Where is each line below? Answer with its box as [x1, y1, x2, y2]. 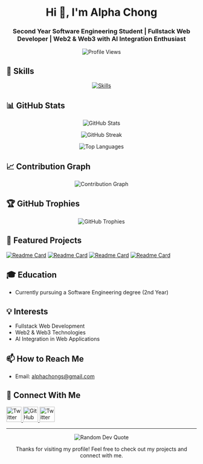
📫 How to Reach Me [6, 354, 84, 364]
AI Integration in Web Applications [14, 336, 100, 343]
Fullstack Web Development [14, 322, 85, 330]
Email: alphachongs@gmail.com [14, 373, 95, 380]
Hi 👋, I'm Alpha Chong [45, 5, 158, 19]
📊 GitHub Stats [6, 100, 65, 111]
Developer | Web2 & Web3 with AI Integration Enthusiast [17, 35, 186, 43]
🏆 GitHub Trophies [6, 199, 80, 209]
